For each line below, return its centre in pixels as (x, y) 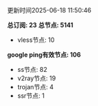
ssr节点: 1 (31, 96)
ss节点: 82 (32, 69)
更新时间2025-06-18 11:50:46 (49, 10)
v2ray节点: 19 (36, 78)
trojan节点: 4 (35, 87)
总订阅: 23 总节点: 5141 (40, 25)
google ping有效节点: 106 (44, 55)
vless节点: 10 (36, 40)
